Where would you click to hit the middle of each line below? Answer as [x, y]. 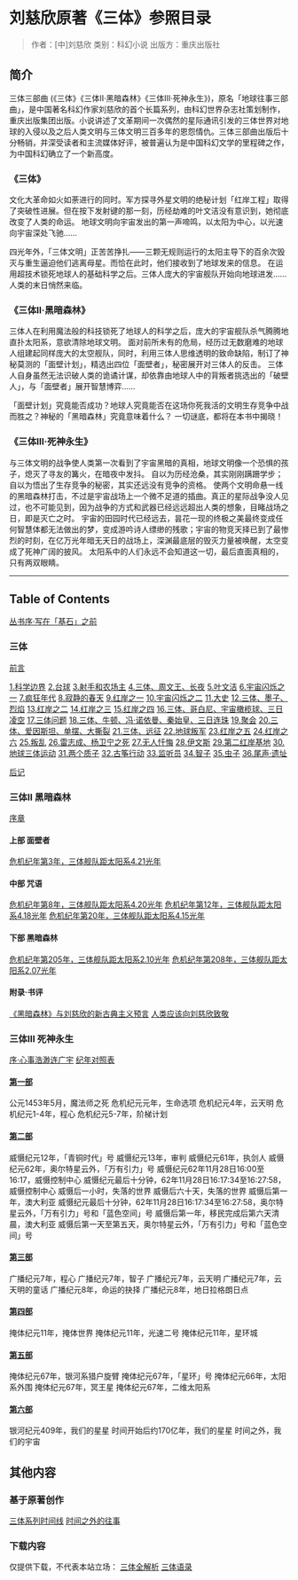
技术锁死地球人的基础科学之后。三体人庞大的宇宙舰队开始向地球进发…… [156, 274]
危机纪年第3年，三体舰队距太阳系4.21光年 [85, 862]
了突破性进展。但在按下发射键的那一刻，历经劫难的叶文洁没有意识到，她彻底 [149, 211]
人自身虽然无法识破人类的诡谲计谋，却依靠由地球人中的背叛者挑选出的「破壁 [149, 375]
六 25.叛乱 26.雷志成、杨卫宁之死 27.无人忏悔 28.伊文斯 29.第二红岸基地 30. [147, 742]
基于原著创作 [37, 1499]
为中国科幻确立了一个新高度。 [63, 153]
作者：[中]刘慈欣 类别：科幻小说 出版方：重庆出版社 [125, 44]
